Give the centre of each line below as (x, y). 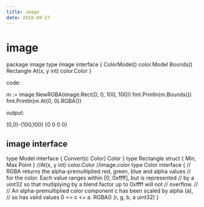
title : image (23, 12)
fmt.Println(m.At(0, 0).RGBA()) (44, 101)
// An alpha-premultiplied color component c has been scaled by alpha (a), (100, 191)
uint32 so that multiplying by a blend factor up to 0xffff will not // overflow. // (102, 184)
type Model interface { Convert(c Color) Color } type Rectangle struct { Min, (101, 158)
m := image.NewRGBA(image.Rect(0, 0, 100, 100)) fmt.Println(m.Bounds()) (99, 94)
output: (15, 113)
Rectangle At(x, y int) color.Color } (49, 71)
